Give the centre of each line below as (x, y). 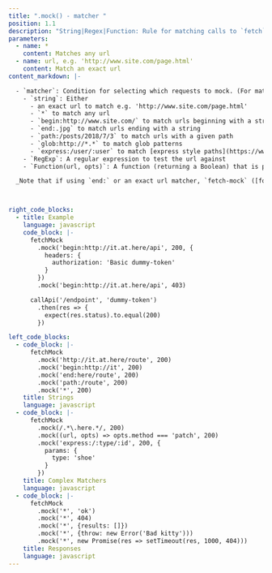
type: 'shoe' (73, 458)
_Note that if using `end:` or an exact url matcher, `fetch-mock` (132, 181)
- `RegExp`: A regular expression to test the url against (125, 159)
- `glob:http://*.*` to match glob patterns (106, 144)
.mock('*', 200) (65, 390)
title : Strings (49, 398)
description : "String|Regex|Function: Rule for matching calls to (123, 31)
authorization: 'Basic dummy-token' (113, 263)
